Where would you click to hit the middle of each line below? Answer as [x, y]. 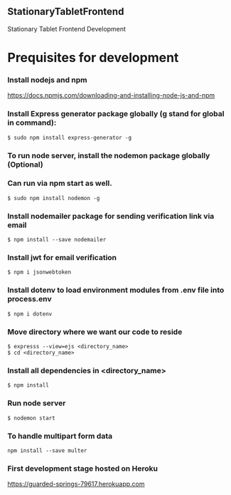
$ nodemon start [31, 418]
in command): [32, 123]
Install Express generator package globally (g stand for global [116, 114]
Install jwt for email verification [62, 258]
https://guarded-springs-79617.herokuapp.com [76, 484]
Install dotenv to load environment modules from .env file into [116, 290]
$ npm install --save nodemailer [57, 240]
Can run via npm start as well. [60, 183]
